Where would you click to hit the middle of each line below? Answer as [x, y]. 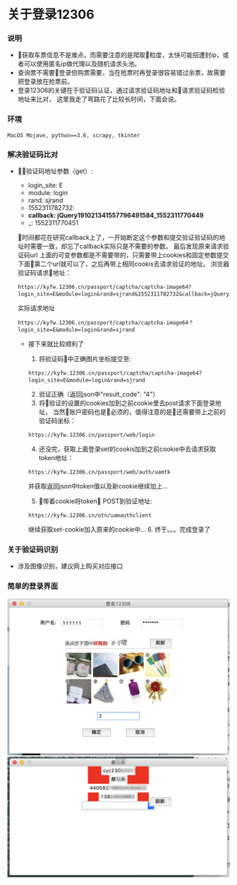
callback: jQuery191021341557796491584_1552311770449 [116, 216]
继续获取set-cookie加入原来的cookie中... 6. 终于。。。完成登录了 [119, 529]
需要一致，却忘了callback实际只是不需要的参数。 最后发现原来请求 [127, 246]
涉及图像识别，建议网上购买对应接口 [70, 566]
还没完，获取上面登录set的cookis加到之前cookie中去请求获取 [127, 449]
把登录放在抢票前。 [45, 81]
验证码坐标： [57, 421]
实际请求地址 [36, 308]
